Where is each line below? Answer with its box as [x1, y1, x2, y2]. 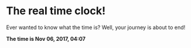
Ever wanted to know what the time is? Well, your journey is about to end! [6, 24, 186, 31]
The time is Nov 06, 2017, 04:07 [6, 35, 86, 42]
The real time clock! [6, 4, 106, 18]
